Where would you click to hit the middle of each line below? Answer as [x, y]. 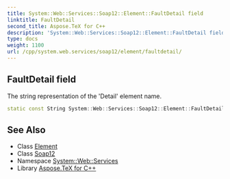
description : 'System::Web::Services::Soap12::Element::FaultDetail [107, 33]
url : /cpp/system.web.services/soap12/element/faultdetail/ [95, 52]
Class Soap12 [36, 154]
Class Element [37, 146]
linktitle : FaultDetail [41, 20]
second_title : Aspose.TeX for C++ [56, 26]
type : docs [23, 39]
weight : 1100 [26, 45]
